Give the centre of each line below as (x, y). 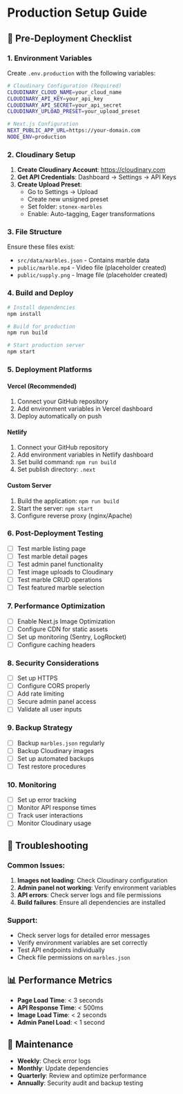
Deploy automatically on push (59, 416)
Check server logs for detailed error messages (84, 935)
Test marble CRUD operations (59, 580)
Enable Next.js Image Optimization (66, 621)
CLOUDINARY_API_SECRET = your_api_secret (65, 105)
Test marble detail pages (52, 556)
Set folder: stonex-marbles (65, 206)
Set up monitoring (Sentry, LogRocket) (72, 637)
